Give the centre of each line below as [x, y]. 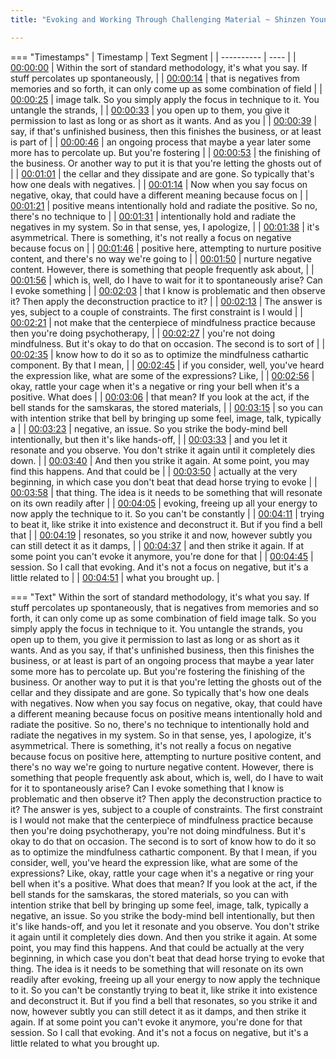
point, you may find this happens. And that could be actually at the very [157, 947]
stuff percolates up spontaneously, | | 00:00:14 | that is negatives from [155, 78]
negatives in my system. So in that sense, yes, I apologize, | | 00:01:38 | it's [165, 227]
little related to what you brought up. [85, 1043]
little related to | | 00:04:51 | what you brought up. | [115, 577]
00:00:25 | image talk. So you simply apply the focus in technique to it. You [165, 99]
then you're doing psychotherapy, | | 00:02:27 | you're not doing [143, 333]
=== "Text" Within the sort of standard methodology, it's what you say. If [160, 597]
